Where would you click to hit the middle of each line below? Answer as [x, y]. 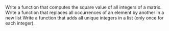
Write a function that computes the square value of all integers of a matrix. [83, 7]
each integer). [20, 23]
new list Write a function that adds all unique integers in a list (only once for [84, 18]
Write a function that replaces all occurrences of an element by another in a [85, 12]
